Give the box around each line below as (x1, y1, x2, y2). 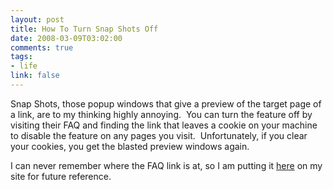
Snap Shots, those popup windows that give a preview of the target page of (10, 97, 322, 110)
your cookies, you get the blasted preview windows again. (10, 140, 250, 152)
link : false (10, 71, 60, 81)
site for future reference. (10, 170, 112, 182)
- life (10, 61, 38, 71)
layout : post (10, 14, 65, 25)
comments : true (10, 42, 74, 53)
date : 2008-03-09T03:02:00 (10, 33, 123, 43)
